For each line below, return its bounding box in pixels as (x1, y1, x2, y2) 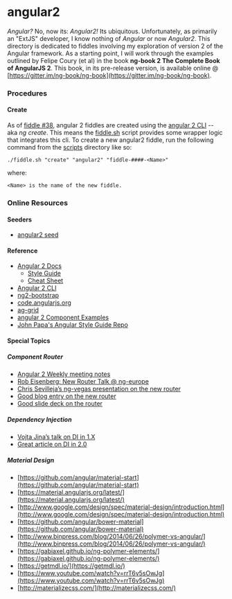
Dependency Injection (7, 415, 72, 423)
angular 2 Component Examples (17, 313, 109, 322)
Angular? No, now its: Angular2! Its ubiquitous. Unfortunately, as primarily (7, 27, 217, 35)
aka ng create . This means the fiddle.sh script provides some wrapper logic (7, 129, 223, 137)
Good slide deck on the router (17, 399, 102, 407)
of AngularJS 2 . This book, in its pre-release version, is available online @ (7, 64, 219, 72)
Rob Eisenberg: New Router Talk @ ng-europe (17, 377, 149, 385)
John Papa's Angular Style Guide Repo (17, 321, 128, 329)
